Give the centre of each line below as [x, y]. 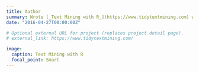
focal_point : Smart [36, 60]
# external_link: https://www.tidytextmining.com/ [70, 39]
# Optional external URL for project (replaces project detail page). [95, 33]
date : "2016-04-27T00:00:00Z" [44, 22]
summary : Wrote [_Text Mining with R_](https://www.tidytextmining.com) [98, 17]
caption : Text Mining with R [47, 54]
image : [14, 49]
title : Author [24, 11]
